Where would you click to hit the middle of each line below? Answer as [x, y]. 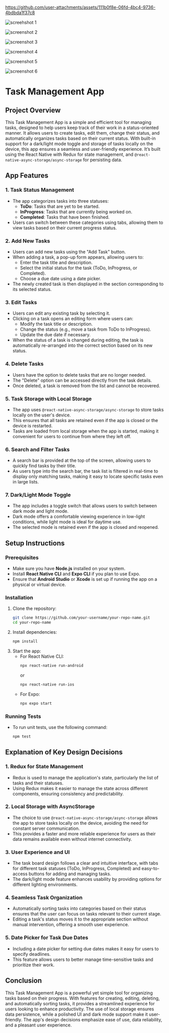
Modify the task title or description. [56, 324]
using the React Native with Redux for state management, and [69, 154]
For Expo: [30, 694]
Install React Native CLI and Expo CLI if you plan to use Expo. [76, 574]
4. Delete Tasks [24, 364]
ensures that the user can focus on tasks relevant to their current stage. [87, 914]
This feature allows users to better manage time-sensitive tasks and [83, 959]
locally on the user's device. [42, 415]
